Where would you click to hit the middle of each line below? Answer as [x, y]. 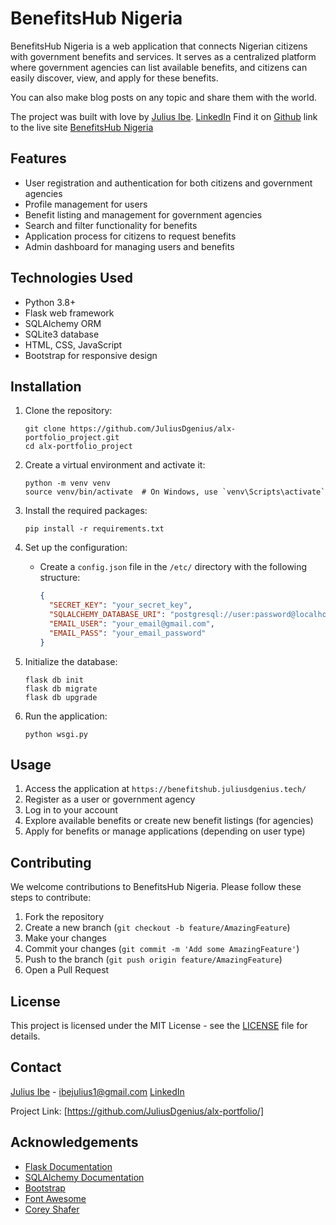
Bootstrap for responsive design [91, 355]
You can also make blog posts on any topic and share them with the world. [164, 97]
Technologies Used [71, 278]
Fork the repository [64, 917]
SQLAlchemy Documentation [84, 1177]
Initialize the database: [71, 661]
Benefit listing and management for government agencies [143, 214]
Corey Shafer [52, 1209]
